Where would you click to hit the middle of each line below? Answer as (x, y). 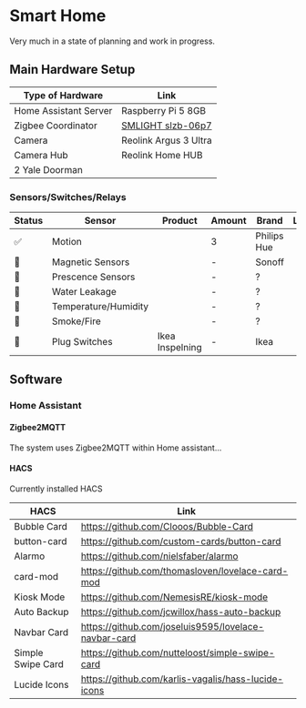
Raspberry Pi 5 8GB (164, 110)
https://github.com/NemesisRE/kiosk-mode (174, 597)
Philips (269, 236)
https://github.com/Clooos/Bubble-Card (167, 526)
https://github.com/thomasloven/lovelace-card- (184, 571)
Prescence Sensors (93, 277)
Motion (66, 242)
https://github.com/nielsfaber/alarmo (159, 556)
